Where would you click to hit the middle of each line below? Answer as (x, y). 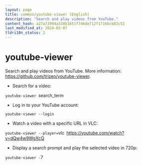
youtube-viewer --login (30, 114)
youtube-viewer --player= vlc (35, 133)
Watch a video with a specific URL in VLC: (55, 123)
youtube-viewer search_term (34, 95)
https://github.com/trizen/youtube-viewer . (48, 76)
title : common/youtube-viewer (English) (47, 14)
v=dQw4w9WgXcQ (25, 138)
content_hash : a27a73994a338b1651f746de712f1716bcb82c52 (65, 24)
